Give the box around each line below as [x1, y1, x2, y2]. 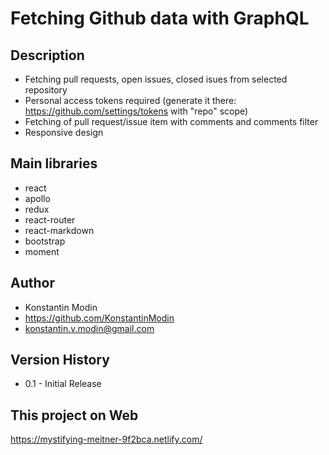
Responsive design [24, 127, 104, 138]
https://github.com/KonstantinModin [24, 312, 175, 324]
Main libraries [10, 155, 98, 172]
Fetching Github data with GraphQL [10, 7, 310, 30]
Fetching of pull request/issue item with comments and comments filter [24, 116, 319, 127]
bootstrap [24, 235, 66, 247]
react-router [24, 213, 76, 226]
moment [24, 245, 60, 257]
